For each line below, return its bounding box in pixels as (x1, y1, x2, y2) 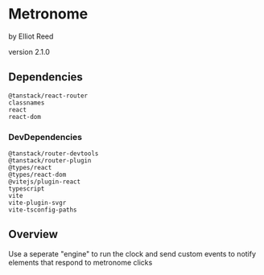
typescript (8, 185, 45, 193)
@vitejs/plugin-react (8, 178, 81, 186)
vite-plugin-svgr (8, 199, 67, 207)
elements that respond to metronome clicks (8, 257, 153, 267)
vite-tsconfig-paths (8, 206, 78, 214)
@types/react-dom (8, 170, 67, 179)
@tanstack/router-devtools (8, 150, 99, 158)
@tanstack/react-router (8, 92, 89, 100)
